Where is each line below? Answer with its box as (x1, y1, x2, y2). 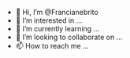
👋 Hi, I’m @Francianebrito (15, 8, 98, 16)
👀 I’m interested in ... (15, 16, 83, 25)
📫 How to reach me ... (15, 42, 89, 50)
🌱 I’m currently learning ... (15, 24, 100, 33)
